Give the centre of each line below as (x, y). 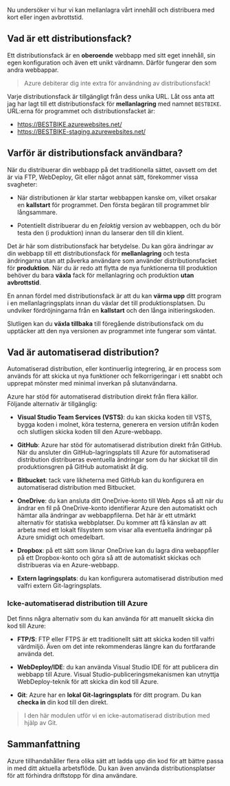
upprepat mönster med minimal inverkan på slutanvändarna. (92, 383)
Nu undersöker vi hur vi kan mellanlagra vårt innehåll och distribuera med (111, 10)
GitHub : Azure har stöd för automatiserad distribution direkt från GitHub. (119, 445)
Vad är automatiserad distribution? (83, 353)
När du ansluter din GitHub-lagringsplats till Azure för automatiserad (114, 453)
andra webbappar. (33, 70)
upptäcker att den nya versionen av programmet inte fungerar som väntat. (112, 331)
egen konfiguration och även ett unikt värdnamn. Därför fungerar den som (112, 62)
